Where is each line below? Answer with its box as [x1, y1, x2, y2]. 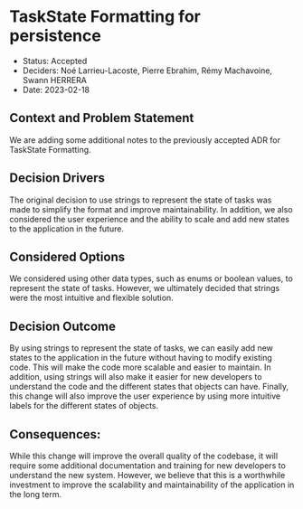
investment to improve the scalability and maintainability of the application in [9, 479, 295, 490]
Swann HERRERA [22, 74, 88, 85]
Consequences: [9, 427, 101, 442]
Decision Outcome [9, 318, 116, 334]
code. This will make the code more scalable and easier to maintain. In [9, 362, 271, 372]
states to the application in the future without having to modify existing [9, 353, 273, 363]
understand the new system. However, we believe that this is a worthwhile [9, 470, 286, 480]
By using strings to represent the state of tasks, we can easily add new [9, 343, 274, 353]
